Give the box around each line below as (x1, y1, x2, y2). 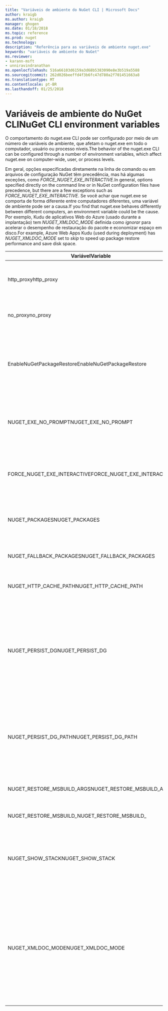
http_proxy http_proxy (7, 276, 58, 283)
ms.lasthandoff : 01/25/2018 (5, 86, 64, 92)
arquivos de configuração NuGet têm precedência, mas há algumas (5, 171, 144, 178)
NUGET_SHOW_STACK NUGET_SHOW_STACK (7, 855, 115, 862)
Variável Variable (70, 252, 111, 259)
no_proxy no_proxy (7, 311, 51, 318)
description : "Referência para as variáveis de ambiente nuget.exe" (5, 45, 151, 50)
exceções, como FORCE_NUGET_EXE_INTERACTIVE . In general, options (5, 177, 153, 183)
